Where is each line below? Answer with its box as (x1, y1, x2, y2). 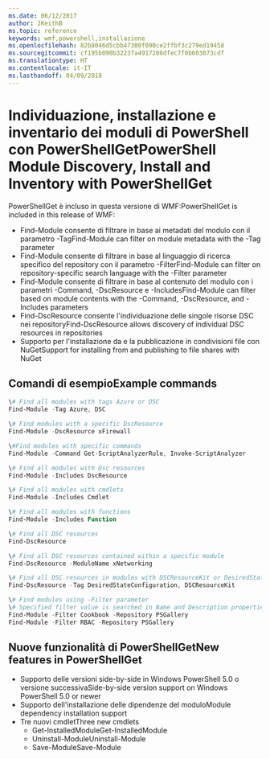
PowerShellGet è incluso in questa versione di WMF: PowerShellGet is (8, 201, 238, 211)
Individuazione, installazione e (8, 106, 217, 125)
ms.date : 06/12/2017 (8, 11, 78, 20)
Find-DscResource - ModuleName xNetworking (8, 560, 153, 568)
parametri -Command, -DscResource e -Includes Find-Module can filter (19, 285, 256, 294)
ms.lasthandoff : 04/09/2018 (8, 72, 103, 80)
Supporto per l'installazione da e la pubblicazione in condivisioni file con (19, 336, 260, 346)
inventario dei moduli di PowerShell (8, 123, 249, 142)
